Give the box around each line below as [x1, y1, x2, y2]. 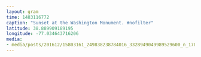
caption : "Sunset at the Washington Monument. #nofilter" [6, 20, 154, 26]
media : [6, 36, 23, 42]
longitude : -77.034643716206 [6, 31, 79, 37]
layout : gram [6, 8, 39, 15]
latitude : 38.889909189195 [6, 25, 74, 31]
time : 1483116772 [6, 14, 50, 20]
